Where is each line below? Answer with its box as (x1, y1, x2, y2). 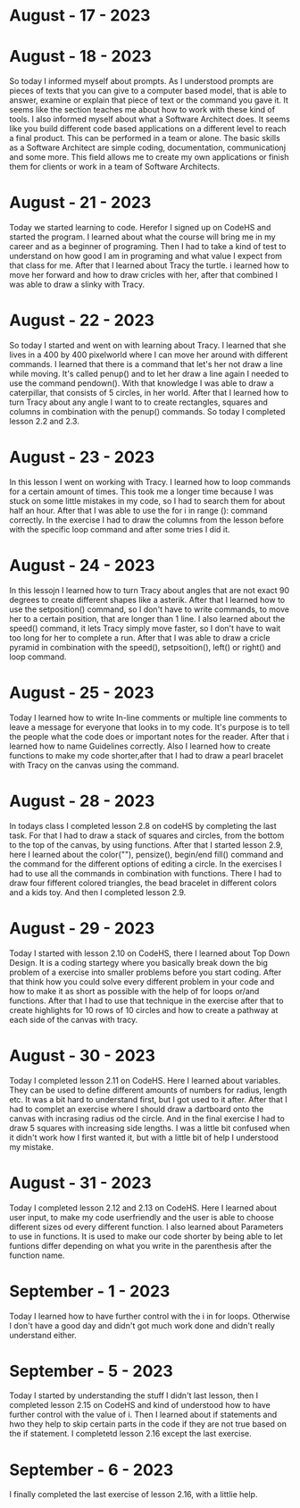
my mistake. (9, 1141, 54, 1152)
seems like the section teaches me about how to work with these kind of (9, 105, 275, 115)
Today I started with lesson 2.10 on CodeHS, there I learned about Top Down (9, 948, 290, 959)
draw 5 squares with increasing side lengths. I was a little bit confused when (9, 1122, 290, 1133)
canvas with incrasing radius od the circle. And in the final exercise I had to (9, 1113, 286, 1124)
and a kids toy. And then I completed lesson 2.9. (9, 886, 187, 898)
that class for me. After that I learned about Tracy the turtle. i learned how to (9, 260, 289, 271)
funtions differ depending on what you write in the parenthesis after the (9, 1240, 272, 1251)
